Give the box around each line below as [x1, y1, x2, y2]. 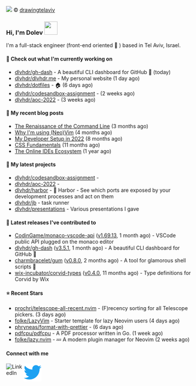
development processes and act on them [14, 192, 114, 199]
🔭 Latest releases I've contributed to [6, 219, 96, 226]
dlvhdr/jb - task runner [14, 199, 69, 206]
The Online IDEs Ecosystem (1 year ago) [14, 147, 111, 155]
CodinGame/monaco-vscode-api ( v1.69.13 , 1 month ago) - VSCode [14, 232, 176, 239]
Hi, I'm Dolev [6, 28, 43, 36]
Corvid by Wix [14, 276, 49, 283]
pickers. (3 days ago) [14, 311, 66, 318]
